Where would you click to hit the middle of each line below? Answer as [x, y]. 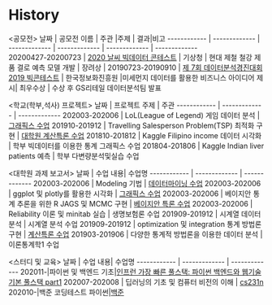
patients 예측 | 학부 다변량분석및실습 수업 [74, 155]
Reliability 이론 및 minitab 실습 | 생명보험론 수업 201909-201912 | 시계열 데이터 [135, 214]
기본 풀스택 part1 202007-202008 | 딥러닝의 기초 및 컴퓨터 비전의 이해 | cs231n [136, 281]
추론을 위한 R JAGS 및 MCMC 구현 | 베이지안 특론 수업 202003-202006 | [135, 203]
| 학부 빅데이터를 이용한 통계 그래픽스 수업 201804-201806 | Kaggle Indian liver [136, 146]
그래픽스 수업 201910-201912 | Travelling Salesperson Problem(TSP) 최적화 [132, 125]
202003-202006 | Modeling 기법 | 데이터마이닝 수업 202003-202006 [147, 183]
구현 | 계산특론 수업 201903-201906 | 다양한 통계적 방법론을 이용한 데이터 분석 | [136, 234]
